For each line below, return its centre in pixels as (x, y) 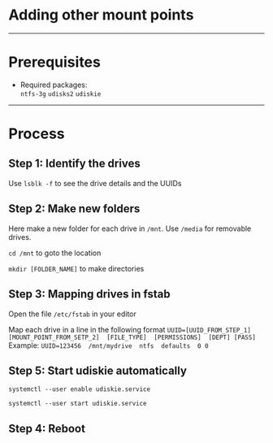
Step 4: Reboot (47, 428)
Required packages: (54, 85)
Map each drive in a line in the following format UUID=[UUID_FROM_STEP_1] (130, 329)
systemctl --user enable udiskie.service (80, 389)
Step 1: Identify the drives (74, 164)
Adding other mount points (101, 15)
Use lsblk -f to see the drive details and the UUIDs (95, 183)
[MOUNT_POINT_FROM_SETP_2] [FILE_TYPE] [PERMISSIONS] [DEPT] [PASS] (132, 337)
